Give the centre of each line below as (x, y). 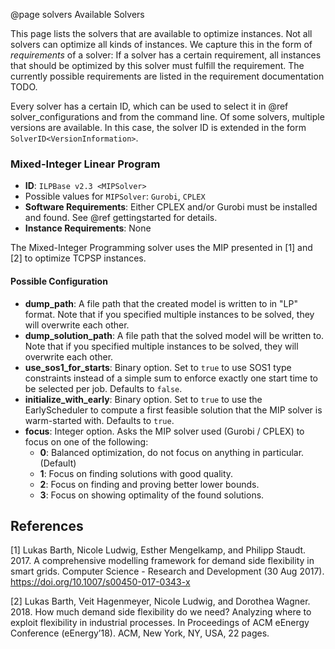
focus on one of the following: (86, 441)
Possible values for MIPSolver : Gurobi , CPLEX (115, 196)
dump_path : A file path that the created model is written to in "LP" (161, 303)
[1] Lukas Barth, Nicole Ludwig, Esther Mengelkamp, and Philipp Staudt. (158, 550)
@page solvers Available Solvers (77, 14)
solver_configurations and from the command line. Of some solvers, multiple (167, 117)
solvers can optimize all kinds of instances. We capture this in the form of (161, 44)
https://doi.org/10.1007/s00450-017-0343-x (100, 582)
